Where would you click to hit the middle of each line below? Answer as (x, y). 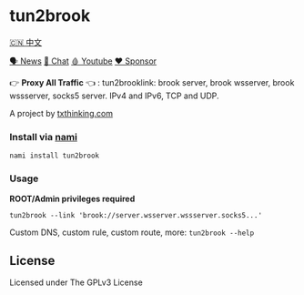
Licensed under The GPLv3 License (76, 282)
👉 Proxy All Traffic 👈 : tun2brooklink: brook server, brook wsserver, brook (152, 82)
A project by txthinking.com (61, 113)
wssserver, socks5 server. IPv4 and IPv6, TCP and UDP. (114, 96)
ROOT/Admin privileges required (72, 198)
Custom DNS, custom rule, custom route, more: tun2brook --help (132, 232)
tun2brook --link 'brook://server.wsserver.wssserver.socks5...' (136, 215)
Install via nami (43, 137)
